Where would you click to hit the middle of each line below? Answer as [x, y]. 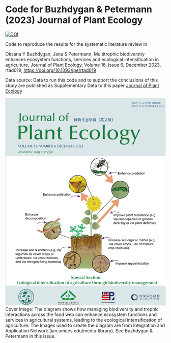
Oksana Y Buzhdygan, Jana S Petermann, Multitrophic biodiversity [75, 54]
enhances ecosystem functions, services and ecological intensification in [82, 59]
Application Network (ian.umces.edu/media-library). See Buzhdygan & [79, 331]
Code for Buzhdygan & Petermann [79, 9]
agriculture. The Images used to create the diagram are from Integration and [85, 325]
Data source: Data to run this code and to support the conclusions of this [82, 80]
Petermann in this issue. [31, 336]
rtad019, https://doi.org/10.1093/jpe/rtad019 [51, 70]
